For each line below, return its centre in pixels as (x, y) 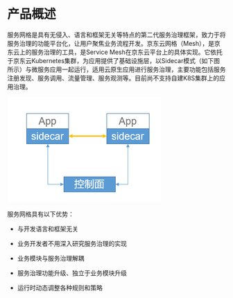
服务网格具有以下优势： (41, 214)
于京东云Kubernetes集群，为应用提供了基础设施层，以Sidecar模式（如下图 (114, 60)
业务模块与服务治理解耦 (51, 258)
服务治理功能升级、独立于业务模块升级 (72, 273)
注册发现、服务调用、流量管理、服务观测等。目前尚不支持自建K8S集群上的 (113, 78)
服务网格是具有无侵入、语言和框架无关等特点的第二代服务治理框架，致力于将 (116, 35)
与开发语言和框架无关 (48, 229)
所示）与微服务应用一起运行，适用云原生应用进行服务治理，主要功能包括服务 (116, 69)
